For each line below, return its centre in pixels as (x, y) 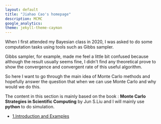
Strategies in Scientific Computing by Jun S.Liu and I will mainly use (75, 101)
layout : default (22, 10)
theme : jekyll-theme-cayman (34, 28)
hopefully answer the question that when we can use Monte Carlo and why (81, 82)
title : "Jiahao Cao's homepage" (38, 14)
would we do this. (23, 87)
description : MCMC (24, 19)
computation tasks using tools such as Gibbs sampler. (59, 47)
